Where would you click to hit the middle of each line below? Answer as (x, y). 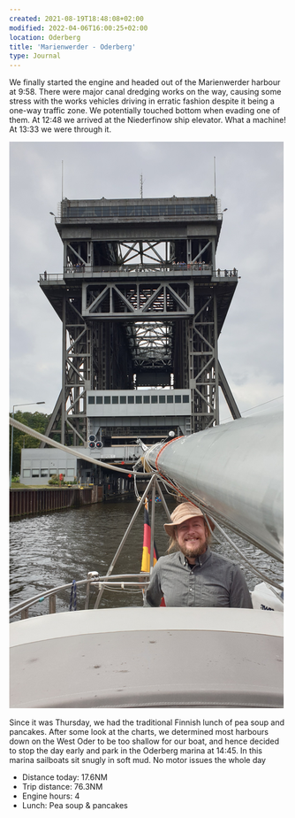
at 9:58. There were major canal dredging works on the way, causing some (145, 92)
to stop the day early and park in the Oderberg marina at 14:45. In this (136, 751)
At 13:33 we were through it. (61, 129)
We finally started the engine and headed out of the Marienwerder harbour (145, 82)
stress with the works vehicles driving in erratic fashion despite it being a (142, 101)
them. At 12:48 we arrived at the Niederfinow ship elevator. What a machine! (148, 120)
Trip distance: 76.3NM (62, 787)
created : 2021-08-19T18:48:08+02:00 (76, 19)
